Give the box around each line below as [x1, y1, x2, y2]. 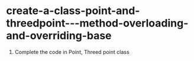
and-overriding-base [6, 29, 112, 42]
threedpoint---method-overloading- [6, 16, 189, 30]
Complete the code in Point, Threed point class [14, 48, 130, 55]
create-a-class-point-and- [6, 4, 140, 18]
